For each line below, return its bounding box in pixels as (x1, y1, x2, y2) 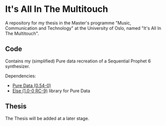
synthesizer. (5, 63, 30, 69)
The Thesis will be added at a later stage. (5, 115, 89, 121)
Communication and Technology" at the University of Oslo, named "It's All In (5, 25, 162, 31)
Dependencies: (5, 73, 36, 79)
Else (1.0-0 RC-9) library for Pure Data (12, 88, 91, 94)
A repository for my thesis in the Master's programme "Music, (5, 20, 131, 26)
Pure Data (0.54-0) (12, 82, 51, 88)
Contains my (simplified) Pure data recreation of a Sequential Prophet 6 (5, 58, 151, 64)
